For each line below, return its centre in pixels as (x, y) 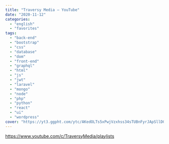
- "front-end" (24, 61)
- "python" (21, 103)
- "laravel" (22, 84)
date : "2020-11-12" (26, 15)
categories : (18, 19)
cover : (12, 122)
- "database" (23, 52)
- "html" (19, 71)
